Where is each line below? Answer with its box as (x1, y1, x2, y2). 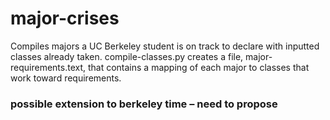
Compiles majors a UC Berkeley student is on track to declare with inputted (10, 40, 320, 52)
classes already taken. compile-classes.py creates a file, (10, 50, 244, 62)
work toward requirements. (10, 72, 122, 84)
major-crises (10, 7, 120, 30)
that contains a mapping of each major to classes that (87, 61, 310, 73)
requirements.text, (10, 61, 87, 73)
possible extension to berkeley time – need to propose (10, 97, 278, 111)
